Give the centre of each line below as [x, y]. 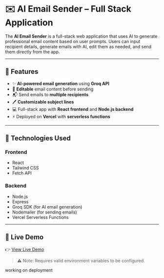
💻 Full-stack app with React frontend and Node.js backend [73, 109]
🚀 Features [22, 72]
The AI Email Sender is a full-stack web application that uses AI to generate [81, 36]
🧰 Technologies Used [38, 139]
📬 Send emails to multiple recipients [50, 94]
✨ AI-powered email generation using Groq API [61, 84]
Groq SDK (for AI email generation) [47, 207]
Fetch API [22, 173]
